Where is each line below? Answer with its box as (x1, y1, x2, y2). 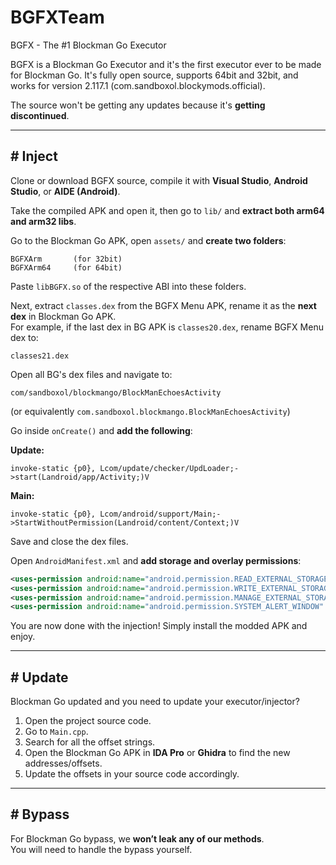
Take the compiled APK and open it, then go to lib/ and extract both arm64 (10, 204, 325, 216)
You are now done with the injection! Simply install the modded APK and (10, 620, 308, 632)
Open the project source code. (24, 715, 152, 727)
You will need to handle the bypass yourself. (10, 843, 193, 855)
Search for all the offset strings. (24, 736, 156, 748)
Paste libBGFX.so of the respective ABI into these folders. (10, 280, 247, 292)
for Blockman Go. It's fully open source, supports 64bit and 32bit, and (10, 69, 299, 81)
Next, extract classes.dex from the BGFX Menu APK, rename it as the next (10, 299, 317, 311)
